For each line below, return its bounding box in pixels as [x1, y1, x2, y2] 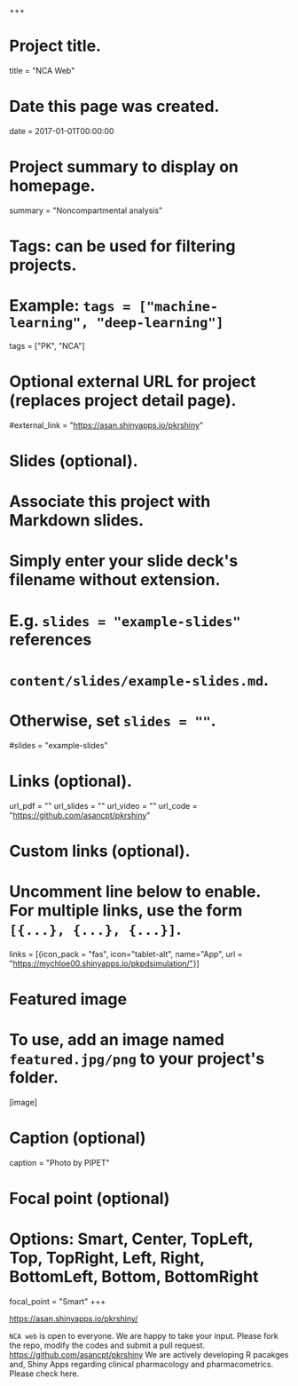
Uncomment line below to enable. [9, 882, 262, 902]
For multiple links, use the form [9, 900, 243, 921]
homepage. [9, 176, 96, 196]
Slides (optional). [9, 451, 139, 471]
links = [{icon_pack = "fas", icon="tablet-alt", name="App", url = [9, 948, 243, 959]
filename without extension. [9, 570, 221, 590]
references [9, 630, 92, 649]
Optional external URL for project [9, 372, 256, 392]
